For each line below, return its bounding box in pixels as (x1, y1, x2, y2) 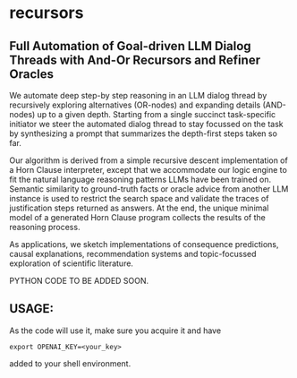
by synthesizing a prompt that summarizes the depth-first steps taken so (9, 128, 277, 139)
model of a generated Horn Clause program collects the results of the (9, 212, 266, 222)
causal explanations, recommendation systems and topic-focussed (9, 249, 257, 259)
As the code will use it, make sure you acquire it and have (9, 325, 222, 336)
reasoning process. (9, 222, 81, 232)
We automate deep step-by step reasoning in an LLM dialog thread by (9, 90, 267, 100)
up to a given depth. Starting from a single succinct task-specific (37, 109, 276, 119)
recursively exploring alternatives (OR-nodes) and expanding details (9, 99, 261, 110)
